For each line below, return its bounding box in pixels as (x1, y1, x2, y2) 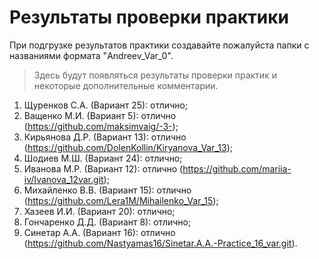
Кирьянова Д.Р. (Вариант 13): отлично (23, 131, 187, 143)
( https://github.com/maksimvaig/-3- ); (23, 120, 179, 132)
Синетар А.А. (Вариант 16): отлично (23, 226, 176, 238)
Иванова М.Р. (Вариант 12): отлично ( (23, 162, 184, 175)
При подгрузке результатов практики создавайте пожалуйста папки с (9, 39, 310, 51)
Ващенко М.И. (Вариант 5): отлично (23, 109, 177, 121)
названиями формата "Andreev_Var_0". (9, 49, 174, 61)
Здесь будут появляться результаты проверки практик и (33, 69, 277, 81)
